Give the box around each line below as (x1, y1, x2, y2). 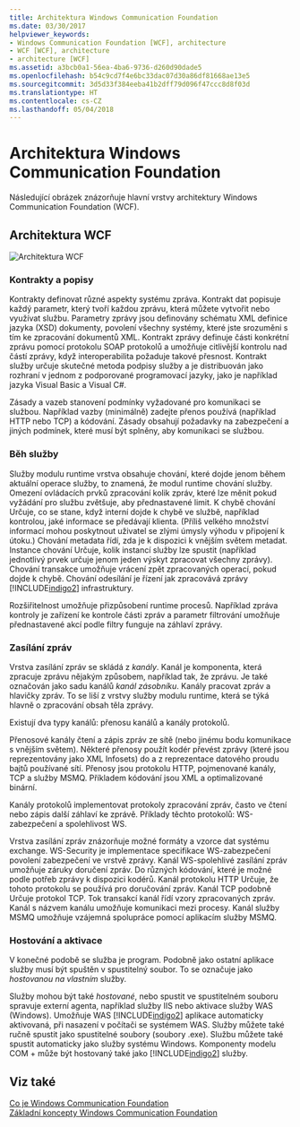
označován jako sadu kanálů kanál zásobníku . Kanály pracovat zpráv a (9, 680, 271, 691)
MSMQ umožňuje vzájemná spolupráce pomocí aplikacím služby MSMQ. (9, 911, 278, 923)
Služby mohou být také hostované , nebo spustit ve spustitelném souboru (9, 991, 279, 1002)
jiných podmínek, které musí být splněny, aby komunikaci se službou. (9, 426, 264, 436)
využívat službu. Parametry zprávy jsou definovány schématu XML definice (9, 313, 288, 323)
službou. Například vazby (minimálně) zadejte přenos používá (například (9, 407, 277, 417)
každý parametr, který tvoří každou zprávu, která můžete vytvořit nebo (9, 304, 270, 314)
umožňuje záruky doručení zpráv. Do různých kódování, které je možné (9, 864, 272, 874)
